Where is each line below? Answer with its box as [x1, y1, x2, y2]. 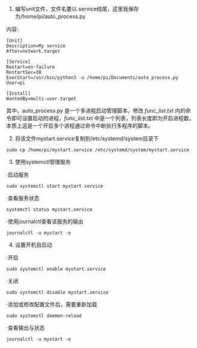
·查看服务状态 [6, 195, 40, 201]
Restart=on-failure [6, 64, 55, 70]
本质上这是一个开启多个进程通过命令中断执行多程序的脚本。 [6, 122, 154, 129]
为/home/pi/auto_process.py [14, 13, 86, 20]
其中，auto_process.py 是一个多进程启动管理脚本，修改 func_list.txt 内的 [6, 107, 186, 114]
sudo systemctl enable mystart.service [6, 266, 106, 272]
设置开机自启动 [14, 241, 52, 248]
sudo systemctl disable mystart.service [6, 289, 109, 296]
